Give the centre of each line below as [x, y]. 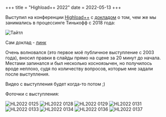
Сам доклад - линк [26, 42]
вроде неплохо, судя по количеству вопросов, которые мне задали [79, 69]
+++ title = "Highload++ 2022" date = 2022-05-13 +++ [63, 7]
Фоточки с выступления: [32, 94]
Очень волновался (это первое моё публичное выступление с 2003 [80, 52]
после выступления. [28, 74]
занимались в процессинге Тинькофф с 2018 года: [60, 23]
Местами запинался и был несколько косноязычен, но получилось [79, 63]
